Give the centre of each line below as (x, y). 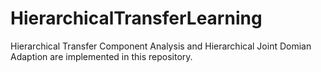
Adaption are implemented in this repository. (101, 56)
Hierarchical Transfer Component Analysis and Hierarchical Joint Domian (161, 46)
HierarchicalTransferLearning (136, 18)
